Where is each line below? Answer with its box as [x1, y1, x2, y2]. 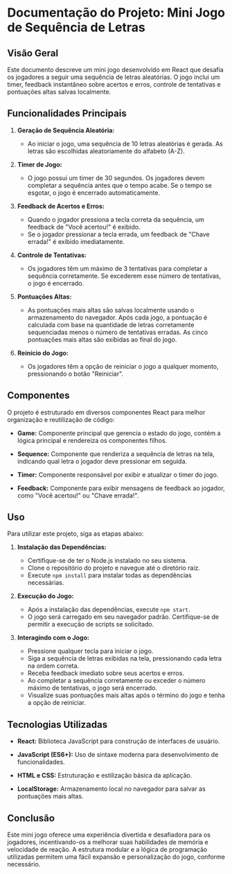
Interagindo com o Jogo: [17, 633, 90, 642]
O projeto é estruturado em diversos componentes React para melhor [7, 408, 206, 417]
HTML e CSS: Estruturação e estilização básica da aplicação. [17, 771, 193, 780]
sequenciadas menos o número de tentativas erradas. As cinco [27, 328, 208, 336]
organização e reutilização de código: [7, 415, 115, 423]
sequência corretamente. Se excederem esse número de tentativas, [27, 272, 222, 280]
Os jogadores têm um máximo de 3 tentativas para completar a [27, 264, 208, 272]
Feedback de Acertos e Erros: [17, 202, 105, 210]
